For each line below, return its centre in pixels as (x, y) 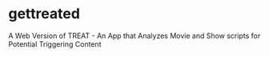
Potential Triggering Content (55, 44)
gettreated (44, 14)
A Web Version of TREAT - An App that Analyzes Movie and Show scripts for (134, 36)
